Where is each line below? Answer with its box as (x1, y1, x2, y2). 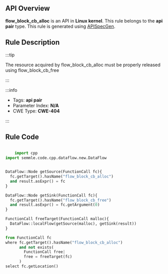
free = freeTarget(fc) (24, 254, 72, 260)
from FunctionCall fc (5, 235, 52, 240)
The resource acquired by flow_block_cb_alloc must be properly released (5, 62, 161, 68)
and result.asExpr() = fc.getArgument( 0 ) (10, 202, 100, 207)
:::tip (5, 51, 15, 58)
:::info (5, 87, 17, 93)
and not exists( (18, 245, 54, 250)
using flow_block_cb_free (5, 67, 59, 73)
